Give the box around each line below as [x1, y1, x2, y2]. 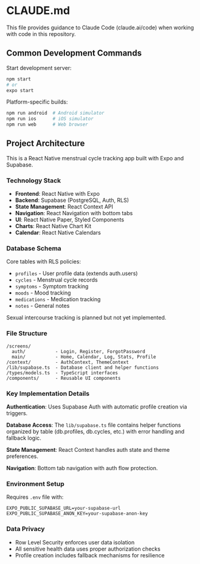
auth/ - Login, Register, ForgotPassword [12, 348, 146, 354]
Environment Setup [6, 479, 65, 488]
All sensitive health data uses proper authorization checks [15, 545, 161, 552]
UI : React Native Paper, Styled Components [15, 216, 125, 223]
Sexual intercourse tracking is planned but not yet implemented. [6, 314, 167, 321]
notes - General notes [15, 302, 70, 310]
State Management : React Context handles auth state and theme [6, 446, 170, 453]
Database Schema [6, 245, 62, 253]
